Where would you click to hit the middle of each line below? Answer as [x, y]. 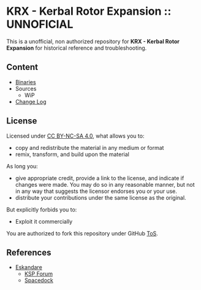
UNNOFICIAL [40, 24]
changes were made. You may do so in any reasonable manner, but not [105, 184]
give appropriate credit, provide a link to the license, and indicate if [100, 178]
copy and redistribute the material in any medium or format [89, 147]
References [29, 252]
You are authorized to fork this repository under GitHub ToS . [82, 233]
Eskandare [29, 267]
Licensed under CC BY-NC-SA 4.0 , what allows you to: [75, 136]
